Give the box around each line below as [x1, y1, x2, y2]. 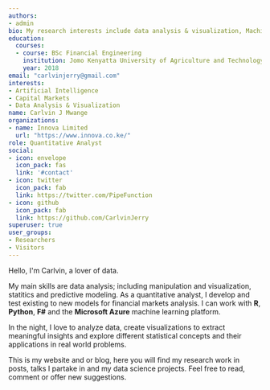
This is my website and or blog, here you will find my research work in [8, 355, 239, 364]
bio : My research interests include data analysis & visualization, [8, 27, 243, 35]
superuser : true [8, 221, 63, 229]
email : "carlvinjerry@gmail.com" [8, 72, 121, 80]
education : [8, 34, 45, 43]
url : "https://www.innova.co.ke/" [15, 131, 131, 139]
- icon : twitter [8, 176, 63, 185]
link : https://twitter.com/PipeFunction [15, 191, 153, 199]
